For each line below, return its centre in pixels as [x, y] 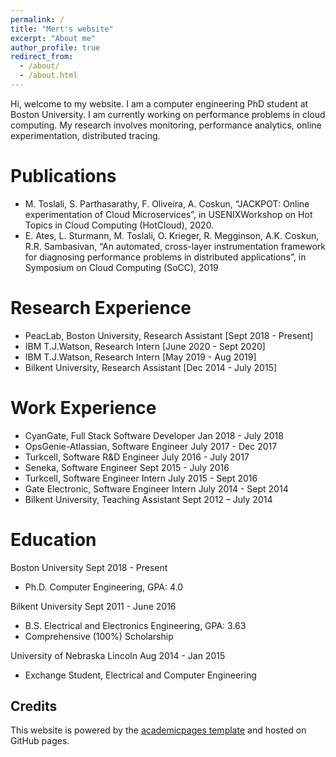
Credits [34, 706]
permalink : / [37, 19]
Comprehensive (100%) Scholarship [99, 636]
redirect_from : [42, 57]
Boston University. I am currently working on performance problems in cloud [168, 114]
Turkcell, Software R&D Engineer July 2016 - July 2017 [137, 457]
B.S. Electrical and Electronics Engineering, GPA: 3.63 [135, 625]
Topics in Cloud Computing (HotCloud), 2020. [119, 225]
